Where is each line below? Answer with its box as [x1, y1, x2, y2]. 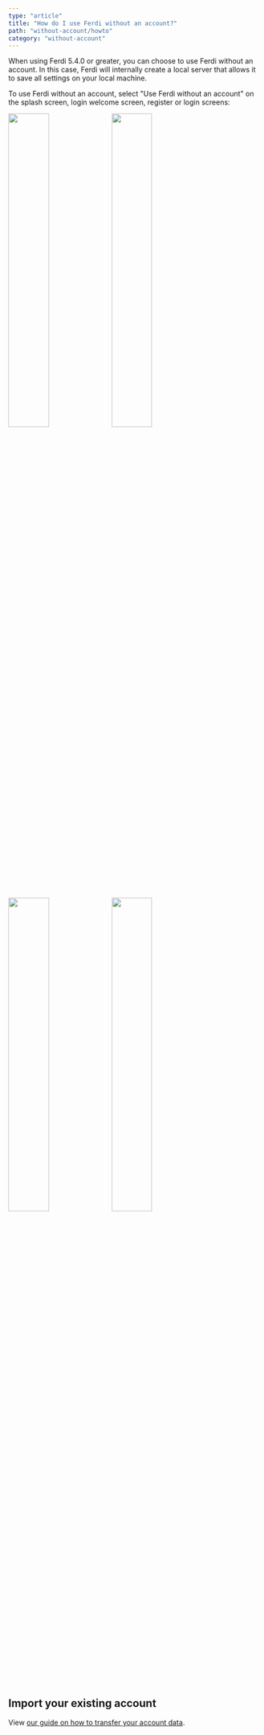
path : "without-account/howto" [8, 27, 113, 35]
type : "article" [8, 11, 63, 20]
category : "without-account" [8, 34, 106, 43]
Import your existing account [8, 1696, 156, 1710]
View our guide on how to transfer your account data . [8, 1718, 185, 1728]
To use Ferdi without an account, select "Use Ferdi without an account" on [8, 89, 254, 99]
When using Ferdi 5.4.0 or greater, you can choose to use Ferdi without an [8, 56, 254, 66]
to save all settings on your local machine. [8, 73, 147, 83]
